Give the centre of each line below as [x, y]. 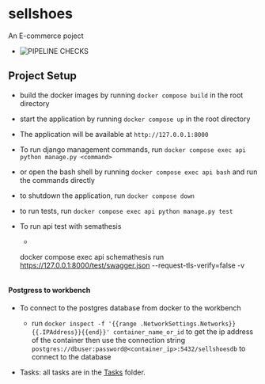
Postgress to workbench [49, 291]
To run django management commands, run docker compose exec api [133, 149]
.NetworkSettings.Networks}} [187, 324]
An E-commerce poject [46, 36]
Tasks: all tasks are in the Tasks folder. [83, 372]
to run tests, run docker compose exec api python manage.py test [126, 211]
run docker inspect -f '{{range [84, 323]
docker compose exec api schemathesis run [92, 257]
